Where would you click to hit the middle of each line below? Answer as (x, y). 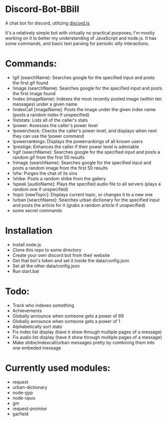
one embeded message (37, 348)
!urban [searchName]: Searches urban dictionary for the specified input (86, 200)
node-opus (24, 398)
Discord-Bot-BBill (42, 9)
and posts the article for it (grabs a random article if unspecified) (79, 205)
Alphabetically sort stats (37, 326)
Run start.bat (26, 271)
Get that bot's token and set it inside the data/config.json (71, 260)
